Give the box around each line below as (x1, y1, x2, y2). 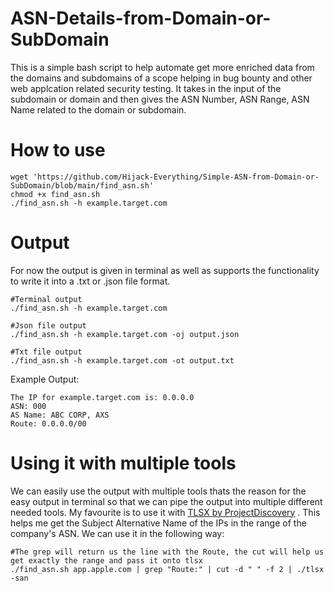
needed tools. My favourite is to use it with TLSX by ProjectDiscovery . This (10, 506, 321, 518)
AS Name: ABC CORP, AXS (10, 410, 110, 420)
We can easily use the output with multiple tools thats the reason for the (10, 485, 307, 497)
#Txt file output (10, 347, 83, 357)
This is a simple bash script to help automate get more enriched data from (10, 61, 315, 73)
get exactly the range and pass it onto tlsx (10, 555, 203, 566)
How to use (10, 139, 106, 162)
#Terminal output (10, 294, 83, 304)
